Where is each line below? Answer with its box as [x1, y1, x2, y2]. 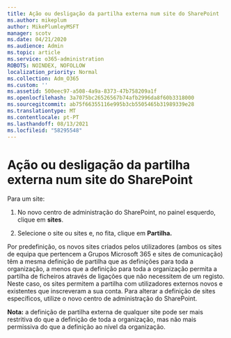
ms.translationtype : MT [7, 107, 77, 114]
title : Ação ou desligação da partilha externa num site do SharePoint [7, 10, 219, 17]
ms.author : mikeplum [7, 17, 67, 24]
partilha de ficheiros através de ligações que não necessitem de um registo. [7, 272, 225, 281]
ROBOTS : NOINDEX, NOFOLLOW [7, 62, 86, 69]
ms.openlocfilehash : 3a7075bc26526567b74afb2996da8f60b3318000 [7, 95, 195, 102]
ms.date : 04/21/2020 [7, 36, 67, 43]
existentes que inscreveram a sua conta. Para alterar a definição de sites [7, 287, 216, 295]
